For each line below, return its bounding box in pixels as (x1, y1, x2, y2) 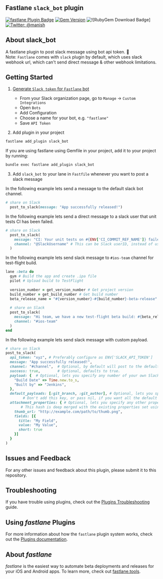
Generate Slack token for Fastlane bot (12, 86, 89, 92)
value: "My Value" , (18, 423, 58, 428)
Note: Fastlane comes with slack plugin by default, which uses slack (5, 54, 142, 60)
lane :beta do (5, 269, 34, 274)
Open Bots (19, 105, 41, 111)
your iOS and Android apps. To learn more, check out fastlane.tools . (5, 568, 141, 574)
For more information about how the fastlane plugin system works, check (5, 531, 153, 537)
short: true (18, 427, 43, 432)
